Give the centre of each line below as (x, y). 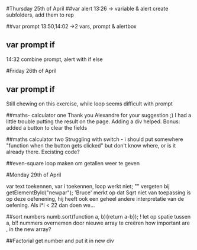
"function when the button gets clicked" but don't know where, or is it (91, 145)
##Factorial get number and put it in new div (60, 241)
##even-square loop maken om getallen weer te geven (73, 163)
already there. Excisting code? (43, 152)
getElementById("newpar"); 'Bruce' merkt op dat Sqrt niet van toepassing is (98, 193)
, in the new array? (29, 229)
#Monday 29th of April (34, 175)
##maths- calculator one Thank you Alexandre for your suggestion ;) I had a (99, 115)
